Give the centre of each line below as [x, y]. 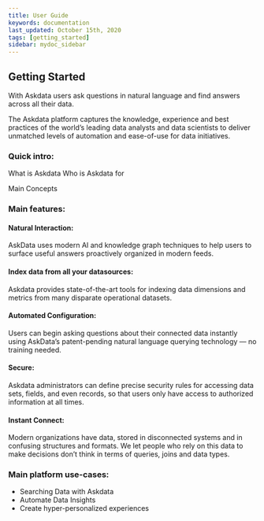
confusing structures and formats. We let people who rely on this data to [126, 446]
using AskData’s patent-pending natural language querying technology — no [132, 341]
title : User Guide [38, 15]
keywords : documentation [49, 23]
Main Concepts [33, 189]
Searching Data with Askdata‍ [67, 492]
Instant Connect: [36, 420]
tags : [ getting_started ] [49, 37]
